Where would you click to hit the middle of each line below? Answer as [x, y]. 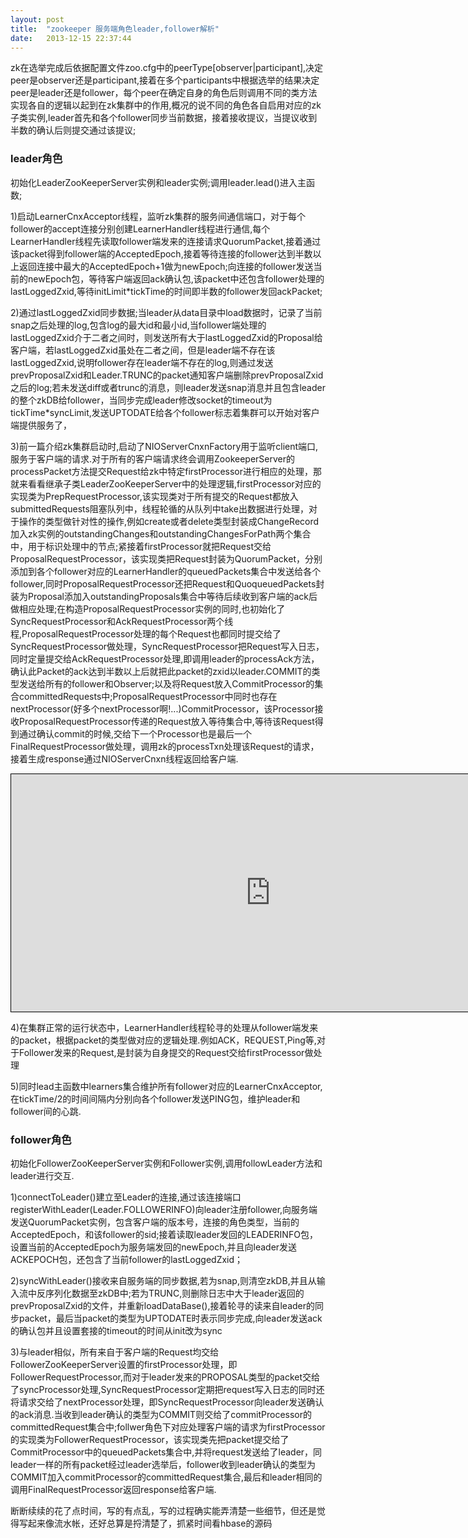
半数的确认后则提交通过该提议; [73, 130]
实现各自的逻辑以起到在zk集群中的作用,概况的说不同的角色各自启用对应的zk [166, 105]
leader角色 [36, 159]
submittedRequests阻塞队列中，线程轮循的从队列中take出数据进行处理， [159, 508]
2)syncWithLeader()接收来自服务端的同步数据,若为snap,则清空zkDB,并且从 [163, 1280]
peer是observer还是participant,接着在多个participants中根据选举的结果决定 [165, 80]
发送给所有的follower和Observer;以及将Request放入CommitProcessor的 [166, 683]
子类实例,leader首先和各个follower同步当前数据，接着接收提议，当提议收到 [164, 118]
